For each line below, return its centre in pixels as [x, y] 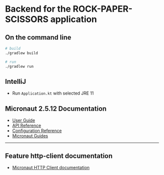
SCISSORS [27, 19]
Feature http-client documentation [59, 156]
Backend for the [38, 9]
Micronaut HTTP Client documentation [51, 167]
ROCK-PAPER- [103, 9]
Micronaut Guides [30, 136]
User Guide [23, 120]
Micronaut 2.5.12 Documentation [56, 108]
